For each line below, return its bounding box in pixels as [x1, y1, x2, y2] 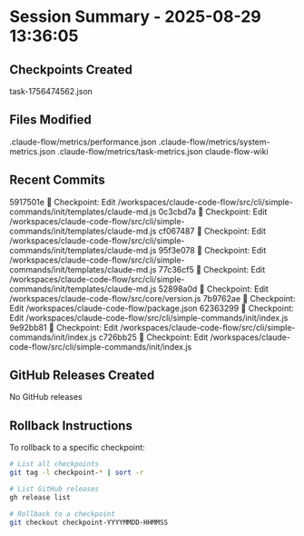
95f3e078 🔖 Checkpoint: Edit [158, 244, 267, 255]
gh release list [9, 492, 71, 501]
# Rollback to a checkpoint [9, 509, 116, 519]
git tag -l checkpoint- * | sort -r [9, 468, 144, 478]
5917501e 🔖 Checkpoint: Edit [9, 196, 116, 207]
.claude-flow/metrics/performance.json [9, 136, 157, 147]
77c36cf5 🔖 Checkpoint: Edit [158, 263, 266, 274]
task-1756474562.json [9, 86, 93, 96]
